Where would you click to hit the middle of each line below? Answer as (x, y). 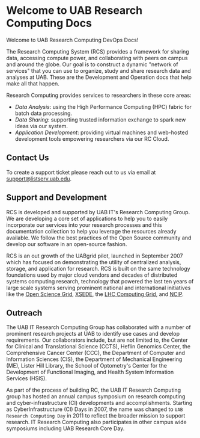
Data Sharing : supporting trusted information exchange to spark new (100, 119)
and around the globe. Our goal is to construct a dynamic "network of (92, 64)
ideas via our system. (41, 126)
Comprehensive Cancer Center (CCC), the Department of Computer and (95, 353)
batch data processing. (44, 113)
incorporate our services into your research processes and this (84, 225)
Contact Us (28, 158)
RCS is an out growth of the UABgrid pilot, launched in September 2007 (95, 256)
